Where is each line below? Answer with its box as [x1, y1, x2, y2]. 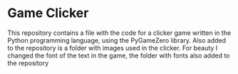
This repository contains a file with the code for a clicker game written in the [7, 28, 232, 37]
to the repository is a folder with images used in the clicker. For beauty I [7, 43, 218, 52]
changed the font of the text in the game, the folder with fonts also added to [7, 51, 230, 60]
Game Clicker [7, 5, 89, 21]
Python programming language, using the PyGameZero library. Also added [7, 36, 227, 44]
